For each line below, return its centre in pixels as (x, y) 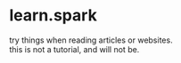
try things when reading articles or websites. (91, 40)
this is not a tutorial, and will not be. (74, 49)
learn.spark (53, 16)
